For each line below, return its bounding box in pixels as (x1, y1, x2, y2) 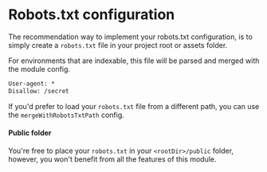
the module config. (8, 64, 70, 73)
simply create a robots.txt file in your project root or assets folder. (8, 40, 228, 49)
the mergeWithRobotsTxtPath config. (8, 110, 125, 119)
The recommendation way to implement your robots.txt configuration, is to (8, 32, 253, 41)
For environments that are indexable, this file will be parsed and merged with (8, 56, 260, 65)
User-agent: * (8, 80, 56, 88)
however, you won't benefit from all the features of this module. (8, 154, 217, 164)
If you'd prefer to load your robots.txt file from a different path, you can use (8, 101, 260, 111)
